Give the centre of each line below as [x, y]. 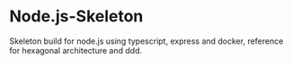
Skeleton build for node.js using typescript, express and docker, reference [146, 41]
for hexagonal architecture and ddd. [76, 50]
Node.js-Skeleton [76, 16]
